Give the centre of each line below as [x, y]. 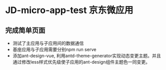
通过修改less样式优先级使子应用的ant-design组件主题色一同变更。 [81, 62]
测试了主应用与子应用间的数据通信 [48, 43]
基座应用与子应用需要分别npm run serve [54, 49]
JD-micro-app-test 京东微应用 [69, 10]
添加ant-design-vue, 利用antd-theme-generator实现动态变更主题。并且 [87, 56]
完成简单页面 [25, 30]
